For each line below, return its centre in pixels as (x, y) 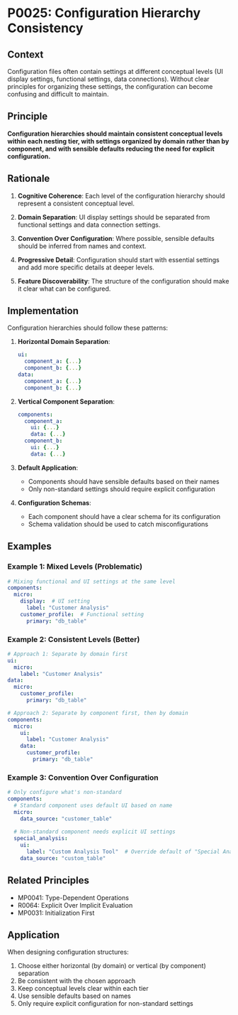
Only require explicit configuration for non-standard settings (105, 1004)
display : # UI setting (55, 601)
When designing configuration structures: (68, 952)
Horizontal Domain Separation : (64, 342)
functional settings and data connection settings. (89, 225)
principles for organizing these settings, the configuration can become (110, 86)
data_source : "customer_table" (66, 819)
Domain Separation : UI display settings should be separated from (114, 217)
